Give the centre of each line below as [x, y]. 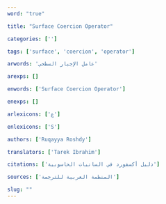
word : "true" [26, 14]
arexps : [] [23, 77]
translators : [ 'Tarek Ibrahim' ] [54, 152]
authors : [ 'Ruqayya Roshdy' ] [49, 139]
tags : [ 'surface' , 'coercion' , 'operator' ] [71, 52]
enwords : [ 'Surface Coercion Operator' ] [67, 89]
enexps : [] [23, 102]
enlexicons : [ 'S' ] [34, 127]
